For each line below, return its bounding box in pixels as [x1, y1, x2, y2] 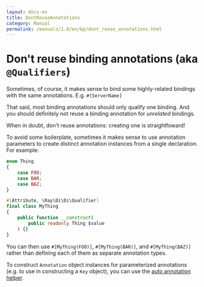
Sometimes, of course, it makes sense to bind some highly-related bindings [6, 85, 196, 93]
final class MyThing [6, 204, 59, 210]
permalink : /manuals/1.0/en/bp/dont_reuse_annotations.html [6, 26, 163, 32]
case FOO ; [17, 169, 43, 175]
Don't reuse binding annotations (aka [6, 52, 199, 66]
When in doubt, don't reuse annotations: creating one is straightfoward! [6, 122, 186, 129]
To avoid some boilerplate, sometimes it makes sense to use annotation [6, 133, 186, 141]
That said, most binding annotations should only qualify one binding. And [6, 104, 190, 111]
